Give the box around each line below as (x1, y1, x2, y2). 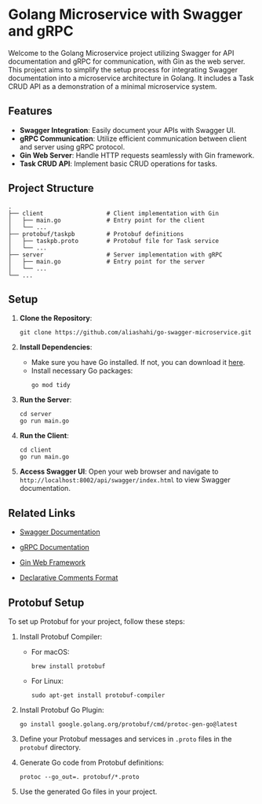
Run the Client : (19, 431, 69, 441)
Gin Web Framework (19, 558, 86, 567)
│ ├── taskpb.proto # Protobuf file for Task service (8, 237, 220, 245)
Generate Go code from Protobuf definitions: (19, 758, 165, 767)
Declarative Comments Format (19, 573, 118, 583)
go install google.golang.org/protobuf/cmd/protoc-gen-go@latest (19, 721, 238, 728)
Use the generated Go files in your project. (19, 787, 158, 796)
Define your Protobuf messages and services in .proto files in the (19, 734, 232, 743)
